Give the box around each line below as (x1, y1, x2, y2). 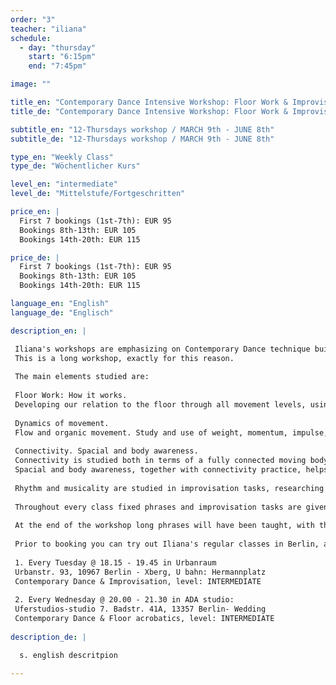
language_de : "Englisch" (10, 307, 114, 318)
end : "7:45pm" (28, 61, 87, 71)
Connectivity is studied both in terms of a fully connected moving (14, 456, 307, 466)
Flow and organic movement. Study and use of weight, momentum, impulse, (14, 427, 329, 438)
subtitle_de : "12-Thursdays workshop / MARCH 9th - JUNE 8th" (10, 134, 275, 144)
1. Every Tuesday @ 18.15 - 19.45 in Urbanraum (14, 557, 217, 568)
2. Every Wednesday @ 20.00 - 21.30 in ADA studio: (14, 595, 235, 605)
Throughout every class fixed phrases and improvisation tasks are (14, 502, 302, 512)
